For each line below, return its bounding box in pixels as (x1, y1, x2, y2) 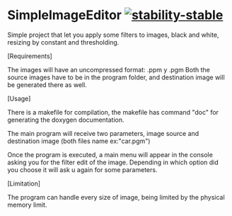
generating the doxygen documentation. (7, 115, 125, 124)
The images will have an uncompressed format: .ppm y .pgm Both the (7, 65, 210, 74)
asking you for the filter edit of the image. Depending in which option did (7, 158, 219, 166)
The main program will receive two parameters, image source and (7, 129, 199, 137)
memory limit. (7, 200, 47, 209)
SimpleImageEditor (7, 7, 122, 23)
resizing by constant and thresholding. (7, 38, 120, 46)
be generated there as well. (7, 80, 87, 89)
